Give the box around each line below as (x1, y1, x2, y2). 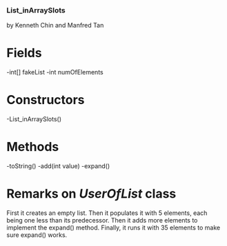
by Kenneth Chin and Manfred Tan (6, 21, 104, 30)
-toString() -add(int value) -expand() (6, 162, 110, 170)
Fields (6, 45, 42, 61)
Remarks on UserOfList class (6, 186, 177, 202)
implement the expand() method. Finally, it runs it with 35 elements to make (6, 223, 221, 232)
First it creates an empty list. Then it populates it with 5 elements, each (6, 209, 208, 217)
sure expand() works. (6, 231, 68, 239)
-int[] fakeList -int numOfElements (6, 68, 104, 76)
